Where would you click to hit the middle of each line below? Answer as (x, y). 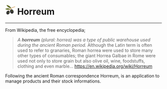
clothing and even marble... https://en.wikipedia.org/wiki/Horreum (85, 66)
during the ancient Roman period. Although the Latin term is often (85, 45)
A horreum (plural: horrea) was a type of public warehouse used (84, 40)
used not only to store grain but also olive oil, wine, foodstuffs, (81, 61)
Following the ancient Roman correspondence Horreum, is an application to (83, 76)
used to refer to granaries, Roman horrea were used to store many (85, 50)
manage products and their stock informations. (53, 81)
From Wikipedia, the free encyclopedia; (45, 30)
